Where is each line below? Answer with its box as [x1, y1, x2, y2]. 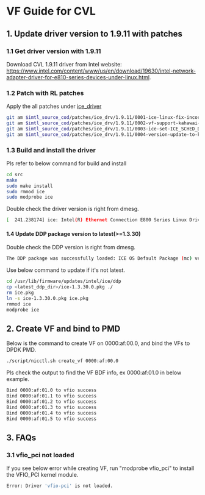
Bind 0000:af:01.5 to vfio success [6, 416, 97, 422]
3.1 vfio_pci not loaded [6, 450, 74, 459]
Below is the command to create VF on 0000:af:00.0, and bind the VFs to [6, 340, 190, 347]
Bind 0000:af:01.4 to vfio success [6, 410, 97, 416]
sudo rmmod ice [6, 188, 45, 194]
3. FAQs [6, 432, 37, 443]
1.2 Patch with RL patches [6, 88, 84, 97]
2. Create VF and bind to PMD [6, 323, 121, 333]
